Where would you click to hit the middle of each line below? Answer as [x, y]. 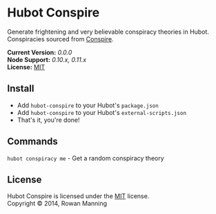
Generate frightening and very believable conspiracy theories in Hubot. [108, 32]
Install [21, 88]
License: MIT [26, 67]
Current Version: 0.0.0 [40, 52]
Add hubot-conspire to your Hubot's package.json [88, 105]
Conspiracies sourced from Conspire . [60, 39]
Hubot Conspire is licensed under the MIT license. [78, 196]
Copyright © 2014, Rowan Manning [57, 204]
